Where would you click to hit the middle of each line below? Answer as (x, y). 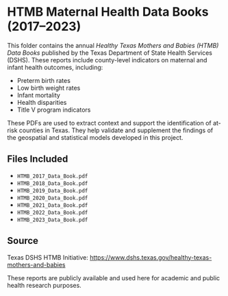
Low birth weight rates (49, 88)
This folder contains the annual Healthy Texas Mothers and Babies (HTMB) (113, 45)
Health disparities (42, 102)
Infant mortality (38, 95)
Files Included (38, 159)
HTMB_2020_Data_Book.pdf (52, 198)
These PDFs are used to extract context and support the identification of (109, 123)
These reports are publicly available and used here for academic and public (114, 277)
